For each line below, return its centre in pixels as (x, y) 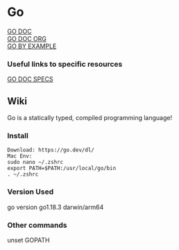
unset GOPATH (28, 240)
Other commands (37, 225)
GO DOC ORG (27, 38)
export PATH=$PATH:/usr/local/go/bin (62, 168)
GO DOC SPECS (30, 79)
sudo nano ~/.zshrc (35, 162)
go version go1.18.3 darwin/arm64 (56, 207)
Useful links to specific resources (65, 64)
